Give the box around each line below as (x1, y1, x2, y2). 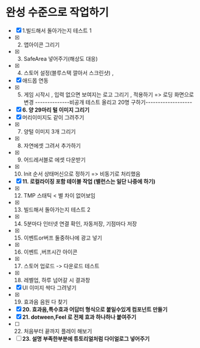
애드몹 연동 (22, 77, 49, 84)
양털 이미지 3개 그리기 (23, 127, 76, 135)
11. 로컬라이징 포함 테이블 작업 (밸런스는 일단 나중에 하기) (22, 177, 156, 185)
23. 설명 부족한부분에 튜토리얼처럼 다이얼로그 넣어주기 (22, 335, 150, 342)
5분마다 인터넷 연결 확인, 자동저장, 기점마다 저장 (23, 220, 137, 227)
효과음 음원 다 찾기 (23, 298, 68, 305)
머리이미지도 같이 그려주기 (22, 113, 84, 121)
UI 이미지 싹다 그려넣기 (22, 284, 77, 291)
